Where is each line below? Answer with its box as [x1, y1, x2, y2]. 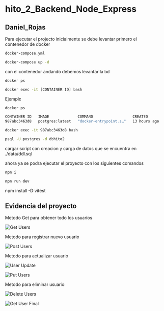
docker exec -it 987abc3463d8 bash [5, 128, 78, 133]
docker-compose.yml [5, 51, 45, 56]
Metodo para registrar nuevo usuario [5, 234, 80, 240]
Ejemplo [5, 96, 22, 102]
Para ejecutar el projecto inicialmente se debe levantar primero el [5, 36, 137, 42]
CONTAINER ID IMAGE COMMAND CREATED [5, 114, 148, 119]
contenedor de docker [5, 41, 51, 47]
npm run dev [5, 179, 29, 184]
